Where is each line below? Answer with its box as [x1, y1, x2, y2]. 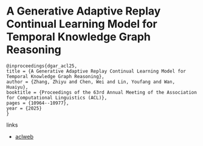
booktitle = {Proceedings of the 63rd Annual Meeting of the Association [6, 89, 198, 95]
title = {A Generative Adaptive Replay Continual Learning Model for [6, 68, 187, 74]
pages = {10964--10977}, [6, 100, 69, 106]
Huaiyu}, [6, 84, 29, 90]
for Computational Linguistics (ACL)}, [6, 95, 108, 101]
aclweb [15, 133, 33, 140]
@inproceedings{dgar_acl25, [6, 62, 78, 69]
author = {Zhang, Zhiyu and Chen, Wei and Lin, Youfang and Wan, [6, 79, 175, 85]
